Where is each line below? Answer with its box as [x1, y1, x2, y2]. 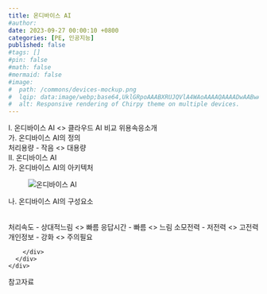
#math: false [8, 64, 52, 72]
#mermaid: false [8, 71, 62, 79]
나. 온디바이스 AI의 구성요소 [8, 196, 94, 207]
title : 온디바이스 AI [8, 11, 72, 20]
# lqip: [8, 93, 37, 101]
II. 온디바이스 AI [8, 153, 57, 163]
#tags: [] [8, 48, 41, 56]
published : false [8, 41, 66, 49]
